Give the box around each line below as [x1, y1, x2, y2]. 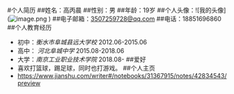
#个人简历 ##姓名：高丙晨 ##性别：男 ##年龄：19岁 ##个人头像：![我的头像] [7, 6, 226, 14]
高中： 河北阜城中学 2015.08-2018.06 [17, 47, 125, 55]
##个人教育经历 [7, 23, 52, 31]
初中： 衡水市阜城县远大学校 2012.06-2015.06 [17, 38, 148, 46]
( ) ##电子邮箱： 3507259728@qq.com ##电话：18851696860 [7, 15, 221, 23]
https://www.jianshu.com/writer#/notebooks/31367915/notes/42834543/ [17, 72, 227, 79]
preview [17, 79, 40, 87]
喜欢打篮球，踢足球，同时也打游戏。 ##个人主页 [17, 64, 155, 72]
